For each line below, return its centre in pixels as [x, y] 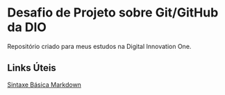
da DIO [27, 27]
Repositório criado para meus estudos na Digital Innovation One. [99, 46]
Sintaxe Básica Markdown [44, 85]
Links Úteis [32, 68]
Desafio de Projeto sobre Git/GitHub [113, 13]
